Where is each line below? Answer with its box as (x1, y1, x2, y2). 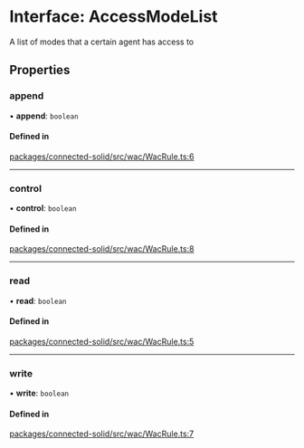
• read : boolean (9, 295, 67, 306)
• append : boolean (9, 110, 79, 121)
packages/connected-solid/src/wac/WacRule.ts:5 (9, 336, 195, 347)
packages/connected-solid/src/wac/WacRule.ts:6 (9, 151, 195, 162)
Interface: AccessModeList (9, 6, 219, 27)
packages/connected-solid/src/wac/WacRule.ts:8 (9, 243, 195, 254)
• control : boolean (9, 203, 77, 214)
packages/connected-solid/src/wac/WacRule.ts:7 (9, 428, 195, 440)
